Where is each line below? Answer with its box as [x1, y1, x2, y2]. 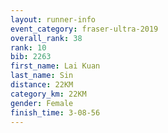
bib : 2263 [10, 52, 52, 62]
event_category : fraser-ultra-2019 [10, 24, 159, 34]
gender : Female [10, 98, 74, 108]
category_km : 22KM [10, 89, 87, 99]
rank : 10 [10, 42, 47, 53]
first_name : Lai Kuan [10, 61, 101, 71]
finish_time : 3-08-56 [10, 107, 101, 118]
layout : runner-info [10, 14, 97, 25]
